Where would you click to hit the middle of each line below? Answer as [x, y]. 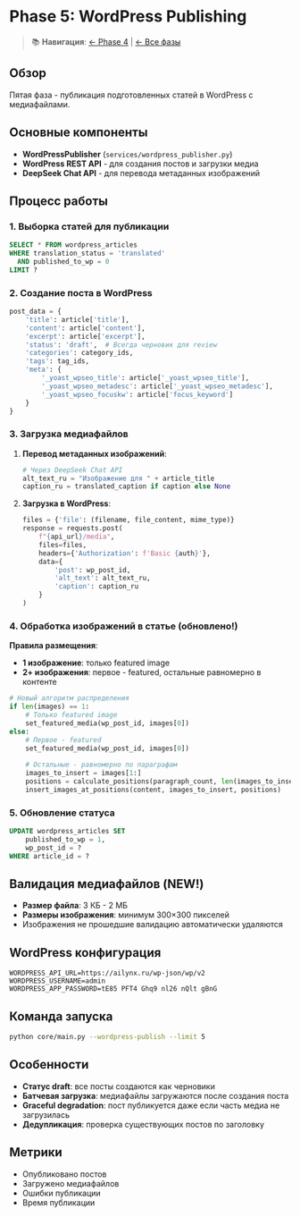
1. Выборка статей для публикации [89, 226]
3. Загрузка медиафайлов [69, 434]
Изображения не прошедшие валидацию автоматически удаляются [153, 925]
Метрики [36, 1152]
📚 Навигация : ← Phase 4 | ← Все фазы [106, 41]
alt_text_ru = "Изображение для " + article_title [118, 478]
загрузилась [46, 1114]
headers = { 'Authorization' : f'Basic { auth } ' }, [125, 553]
